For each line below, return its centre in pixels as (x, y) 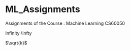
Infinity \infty (19, 33)
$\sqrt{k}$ (16, 43)
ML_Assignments (43, 9)
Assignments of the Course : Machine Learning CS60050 (65, 23)
